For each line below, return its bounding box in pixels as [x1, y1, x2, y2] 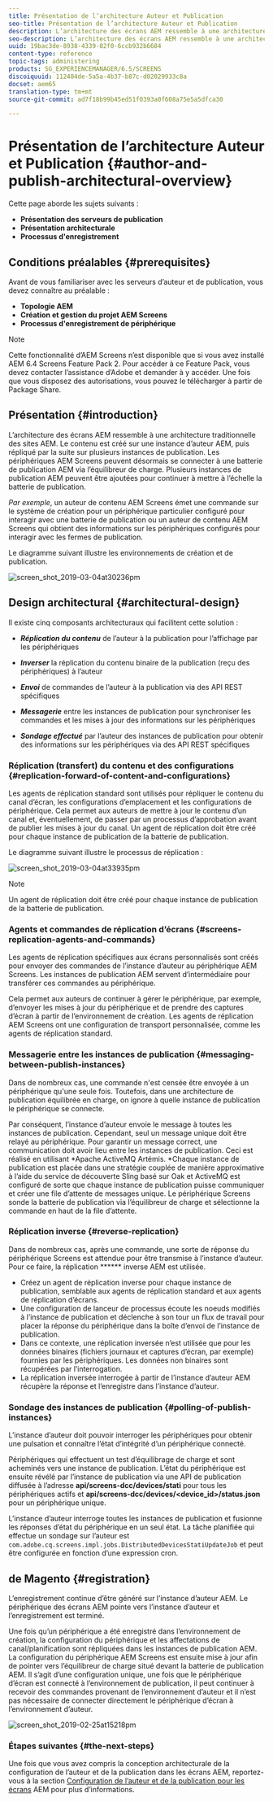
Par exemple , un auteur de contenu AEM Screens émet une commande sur [8, 497, 259, 507]
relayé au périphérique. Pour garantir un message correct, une [8, 1137, 218, 1146]
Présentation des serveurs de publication [19, 215, 163, 225]
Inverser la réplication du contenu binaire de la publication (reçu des [19, 657, 250, 667]
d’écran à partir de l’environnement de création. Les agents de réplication [8, 1011, 253, 1021]
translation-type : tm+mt [8, 87, 93, 96]
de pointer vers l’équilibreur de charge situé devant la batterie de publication [8, 1660, 264, 1670]
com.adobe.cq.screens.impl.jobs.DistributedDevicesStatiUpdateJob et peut [8, 1539, 264, 1550]
